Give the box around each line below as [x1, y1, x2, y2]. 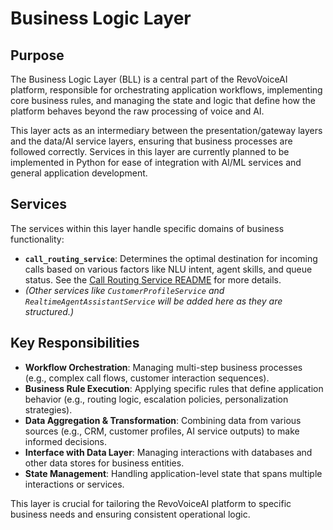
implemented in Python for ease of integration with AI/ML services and [10, 157, 302, 168]
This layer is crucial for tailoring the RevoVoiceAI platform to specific [10, 497, 292, 509]
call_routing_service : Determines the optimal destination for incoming [24, 252, 318, 264]
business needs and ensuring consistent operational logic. [10, 508, 251, 520]
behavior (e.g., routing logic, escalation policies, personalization [24, 393, 289, 405]
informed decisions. [24, 435, 108, 447]
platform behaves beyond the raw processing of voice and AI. [10, 105, 265, 117]
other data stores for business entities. [24, 457, 185, 469]
